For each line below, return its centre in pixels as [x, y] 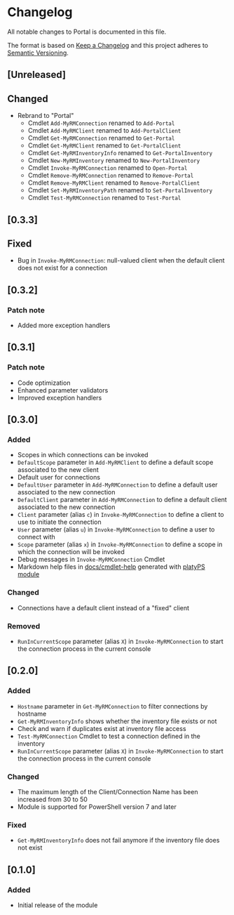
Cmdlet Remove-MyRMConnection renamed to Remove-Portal [111, 176]
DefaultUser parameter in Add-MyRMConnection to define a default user [118, 485]
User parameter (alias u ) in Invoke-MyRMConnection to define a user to [116, 529]
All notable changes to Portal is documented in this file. [87, 32]
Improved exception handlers [60, 397]
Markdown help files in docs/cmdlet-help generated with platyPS [111, 567]
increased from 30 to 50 [52, 799]
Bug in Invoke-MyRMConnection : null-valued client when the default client [121, 261]
